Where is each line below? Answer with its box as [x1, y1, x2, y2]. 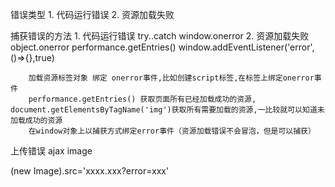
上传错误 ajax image [10, 145, 93, 157]
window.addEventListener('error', [178, 41, 315, 53]
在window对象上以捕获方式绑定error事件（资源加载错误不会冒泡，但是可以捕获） [28, 126, 316, 136]
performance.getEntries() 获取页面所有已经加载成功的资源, [28, 94, 257, 104]
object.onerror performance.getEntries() [10, 41, 177, 53]
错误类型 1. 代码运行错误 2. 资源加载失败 [10, 9, 175, 20]
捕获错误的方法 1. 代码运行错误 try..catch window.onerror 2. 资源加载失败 [10, 30, 310, 42]
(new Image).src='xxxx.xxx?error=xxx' [10, 165, 170, 177]
